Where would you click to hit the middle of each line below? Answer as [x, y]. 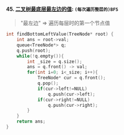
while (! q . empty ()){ [40, 56]
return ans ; [31, 122]
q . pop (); [48, 83]
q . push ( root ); [34, 50]
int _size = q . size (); [55, 62]
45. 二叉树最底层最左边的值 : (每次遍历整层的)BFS [62, 9]
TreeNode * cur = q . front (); [72, 78]
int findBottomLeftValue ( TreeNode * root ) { [60, 34]
